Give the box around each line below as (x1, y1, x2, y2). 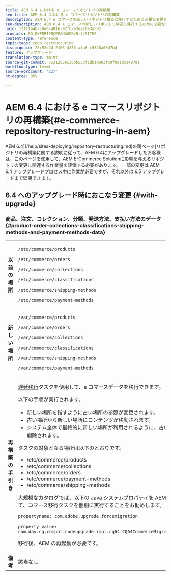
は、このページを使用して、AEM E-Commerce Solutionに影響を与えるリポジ (5, 156, 164, 162)
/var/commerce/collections (18, 334, 83, 340)
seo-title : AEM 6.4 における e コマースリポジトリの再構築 (5, 12, 120, 17)
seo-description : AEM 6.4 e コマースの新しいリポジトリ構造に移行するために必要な (5, 21, 165, 27)
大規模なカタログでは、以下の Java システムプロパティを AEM (18, 494, 166, 501)
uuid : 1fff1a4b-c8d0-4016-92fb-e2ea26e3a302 (5, 26, 101, 32)
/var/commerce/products (18, 314, 76, 320)
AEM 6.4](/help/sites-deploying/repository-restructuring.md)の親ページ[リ (5, 143, 161, 149)
